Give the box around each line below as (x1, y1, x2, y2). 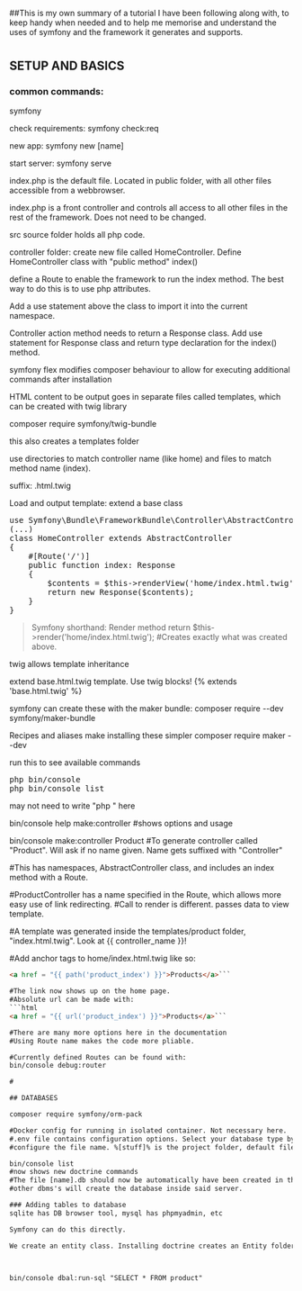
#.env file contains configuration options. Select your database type (9, 1134, 283, 1143)
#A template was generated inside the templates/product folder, (9, 926, 246, 937)
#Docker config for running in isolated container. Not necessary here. (9, 1125, 288, 1135)
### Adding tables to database (9, 1201, 127, 1210)
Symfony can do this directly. (9, 1224, 127, 1234)
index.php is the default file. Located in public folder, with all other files (9, 176, 272, 186)
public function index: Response (28, 560, 176, 571)
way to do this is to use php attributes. (9, 284, 151, 294)
